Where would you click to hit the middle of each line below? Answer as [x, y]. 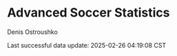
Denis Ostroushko [33, 32]
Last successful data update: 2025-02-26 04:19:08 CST [87, 45]
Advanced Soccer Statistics [88, 13]
